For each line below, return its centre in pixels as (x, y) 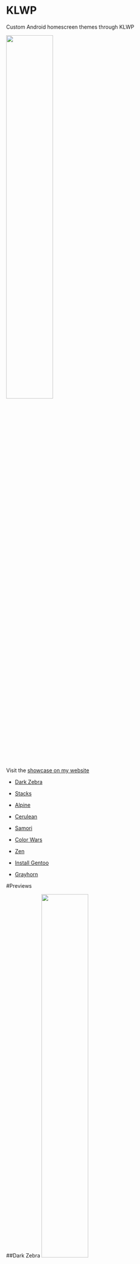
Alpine (23, 805)
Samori (23, 828)
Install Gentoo (32, 863)
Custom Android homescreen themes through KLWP (70, 27)
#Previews (19, 885)
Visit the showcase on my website (48, 770)
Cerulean (26, 816)
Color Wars (28, 839)
